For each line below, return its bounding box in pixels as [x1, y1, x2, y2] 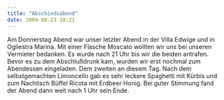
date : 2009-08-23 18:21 [7, 16, 76, 23]
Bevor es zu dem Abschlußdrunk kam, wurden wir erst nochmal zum [7, 57, 201, 65]
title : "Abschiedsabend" [7, 10, 78, 17]
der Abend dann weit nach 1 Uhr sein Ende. [7, 86, 129, 95]
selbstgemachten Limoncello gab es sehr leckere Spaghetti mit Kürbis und [7, 71, 218, 79]
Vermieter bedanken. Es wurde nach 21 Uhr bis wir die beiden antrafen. [7, 49, 209, 58]
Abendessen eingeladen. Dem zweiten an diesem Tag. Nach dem [7, 64, 192, 73]
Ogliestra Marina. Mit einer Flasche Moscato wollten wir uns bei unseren [7, 42, 212, 51]
